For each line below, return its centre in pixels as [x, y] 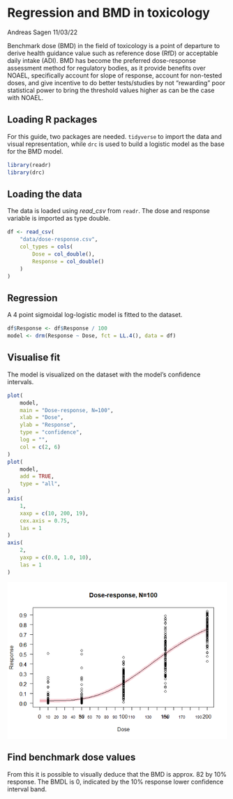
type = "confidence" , [51, 432]
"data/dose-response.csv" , [59, 240]
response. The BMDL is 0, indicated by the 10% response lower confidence [115, 782]
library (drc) [26, 173]
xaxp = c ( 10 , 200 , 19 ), [54, 513]
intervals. [21, 381]
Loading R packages [52, 120]
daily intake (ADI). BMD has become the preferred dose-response [102, 60]
